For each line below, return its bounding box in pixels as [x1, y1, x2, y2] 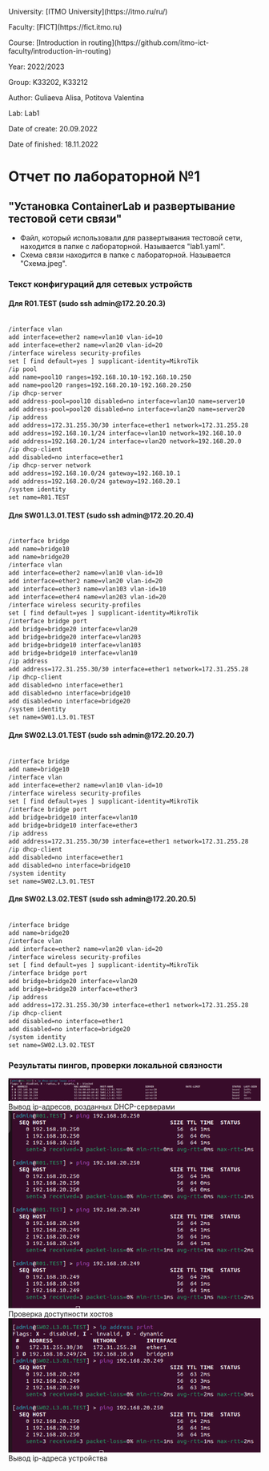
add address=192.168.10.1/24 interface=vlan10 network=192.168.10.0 [8, 429, 242, 437]
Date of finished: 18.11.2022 [8, 139, 98, 149]
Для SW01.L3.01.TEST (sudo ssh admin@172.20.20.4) [8, 510, 195, 520]
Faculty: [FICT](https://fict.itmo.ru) [8, 22, 122, 31]
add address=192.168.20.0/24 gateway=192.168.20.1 [8, 478, 181, 486]
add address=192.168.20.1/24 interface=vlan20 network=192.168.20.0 [8, 437, 242, 445]
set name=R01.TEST [8, 494, 70, 502]
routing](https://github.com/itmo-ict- [87, 38, 210, 47]
